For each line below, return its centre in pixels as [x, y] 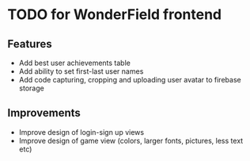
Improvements [44, 113]
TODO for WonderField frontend [115, 15]
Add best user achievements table [75, 63]
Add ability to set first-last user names [81, 71]
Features [30, 44]
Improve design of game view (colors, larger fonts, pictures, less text [131, 140]
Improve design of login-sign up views [81, 132]
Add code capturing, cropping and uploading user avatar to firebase [130, 80]
